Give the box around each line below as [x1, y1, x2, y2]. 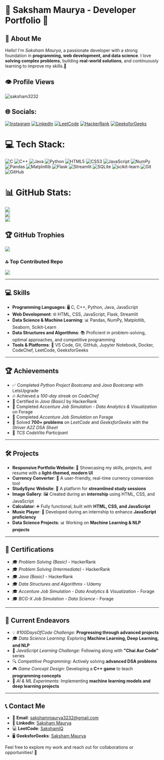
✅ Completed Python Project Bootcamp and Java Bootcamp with [12, 382, 144, 388]
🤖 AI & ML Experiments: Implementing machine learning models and [12, 678, 151, 684]
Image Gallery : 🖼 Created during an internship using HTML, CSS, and [12, 491, 155, 497]
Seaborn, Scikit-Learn [12, 324, 57, 330]
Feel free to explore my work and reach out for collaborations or [5, 744, 134, 750]
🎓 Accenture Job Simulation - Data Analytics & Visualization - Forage [12, 588, 155, 594]
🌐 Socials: [5, 108, 37, 116]
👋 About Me [5, 34, 41, 43]
